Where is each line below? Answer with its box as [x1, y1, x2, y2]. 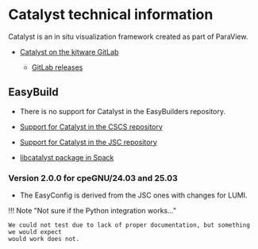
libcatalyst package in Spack [19, 152, 114, 162]
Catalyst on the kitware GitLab [19, 47, 119, 56]
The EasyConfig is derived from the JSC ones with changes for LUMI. [19, 190, 248, 200]
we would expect [8, 228, 62, 236]
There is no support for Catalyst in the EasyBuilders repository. [19, 106, 226, 116]
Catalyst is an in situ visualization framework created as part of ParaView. [8, 32, 248, 41]
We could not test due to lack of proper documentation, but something [8, 221, 250, 229]
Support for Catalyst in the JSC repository [19, 137, 157, 147]
